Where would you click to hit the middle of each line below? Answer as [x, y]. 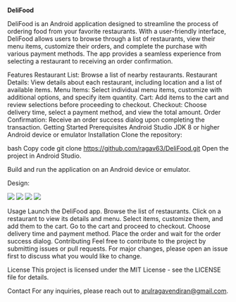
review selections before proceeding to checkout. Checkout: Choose [107, 105]
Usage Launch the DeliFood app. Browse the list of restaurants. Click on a [114, 211]
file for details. [28, 277]
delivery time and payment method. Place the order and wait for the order [114, 234]
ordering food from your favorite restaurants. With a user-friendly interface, [117, 31]
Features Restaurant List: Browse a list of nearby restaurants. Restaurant [112, 75]
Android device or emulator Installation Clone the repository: [95, 134]
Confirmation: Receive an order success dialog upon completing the [106, 120]
